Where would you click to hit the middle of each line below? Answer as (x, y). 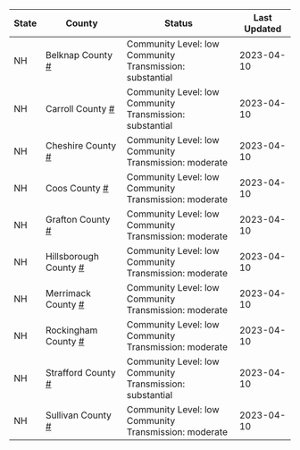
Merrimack (68, 293)
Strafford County (80, 373)
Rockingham (71, 330)
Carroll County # (80, 109)
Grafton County (78, 220)
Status (179, 23)
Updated (263, 29)
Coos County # (77, 188)
